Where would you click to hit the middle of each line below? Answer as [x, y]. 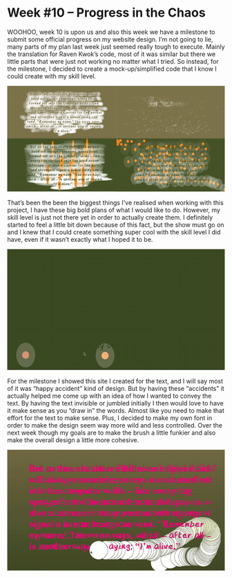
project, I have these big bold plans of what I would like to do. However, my [114, 210]
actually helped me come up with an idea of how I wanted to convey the [109, 396]
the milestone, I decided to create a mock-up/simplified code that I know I [112, 69]
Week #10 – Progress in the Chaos [106, 13]
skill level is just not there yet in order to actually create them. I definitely [110, 218]
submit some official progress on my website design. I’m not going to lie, [110, 39]
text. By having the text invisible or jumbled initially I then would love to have [116, 403]
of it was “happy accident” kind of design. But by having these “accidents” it [116, 388]
